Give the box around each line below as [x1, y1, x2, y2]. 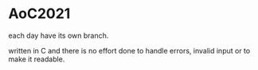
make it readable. [8, 54, 65, 64]
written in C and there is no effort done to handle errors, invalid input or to [8, 46, 251, 55]
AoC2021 [8, 5, 71, 23]
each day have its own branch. [8, 31, 109, 40]
